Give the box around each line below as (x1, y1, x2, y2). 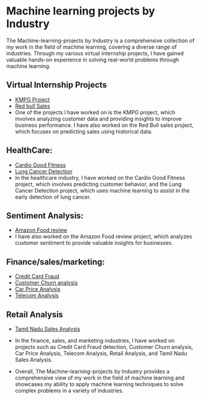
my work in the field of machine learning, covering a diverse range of (6, 43, 177, 51)
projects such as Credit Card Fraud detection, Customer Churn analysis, (14, 343, 193, 350)
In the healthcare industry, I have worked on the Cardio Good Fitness (14, 174, 185, 181)
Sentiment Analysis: (6, 211, 84, 221)
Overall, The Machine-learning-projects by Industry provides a (14, 368, 170, 375)
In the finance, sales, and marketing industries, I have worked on (14, 337, 175, 344)
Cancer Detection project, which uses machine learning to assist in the (14, 186, 190, 194)
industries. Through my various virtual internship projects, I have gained (6, 49, 184, 57)
